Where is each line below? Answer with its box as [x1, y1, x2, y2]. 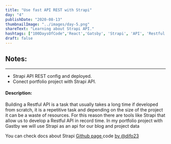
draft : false [5, 36, 33, 41]
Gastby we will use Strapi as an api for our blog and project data [5, 123, 140, 129]
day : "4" [5, 12, 24, 17]
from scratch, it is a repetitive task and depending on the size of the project [5, 106, 163, 112]
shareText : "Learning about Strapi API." [5, 26, 95, 32]
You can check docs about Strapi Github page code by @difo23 [5, 133, 139, 139]
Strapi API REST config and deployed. [12, 73, 92, 79]
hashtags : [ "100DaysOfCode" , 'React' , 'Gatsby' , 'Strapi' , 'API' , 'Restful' [5, 31, 167, 36]
